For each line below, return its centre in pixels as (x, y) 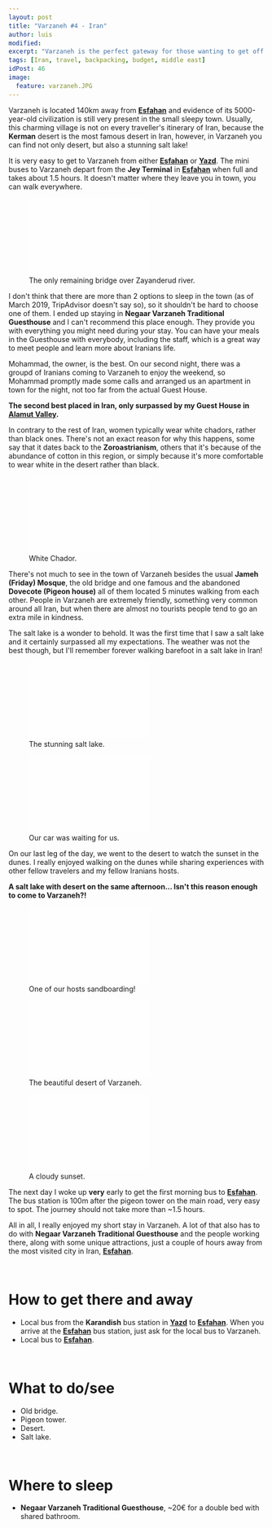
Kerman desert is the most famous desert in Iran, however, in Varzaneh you (135, 136)
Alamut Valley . (34, 414)
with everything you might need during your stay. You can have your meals (134, 331)
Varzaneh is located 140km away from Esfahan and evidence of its (121, 110)
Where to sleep (61, 1485)
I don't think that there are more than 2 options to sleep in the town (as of (131, 296)
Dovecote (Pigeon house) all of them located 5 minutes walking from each (134, 591)
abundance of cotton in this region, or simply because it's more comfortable (136, 455)
